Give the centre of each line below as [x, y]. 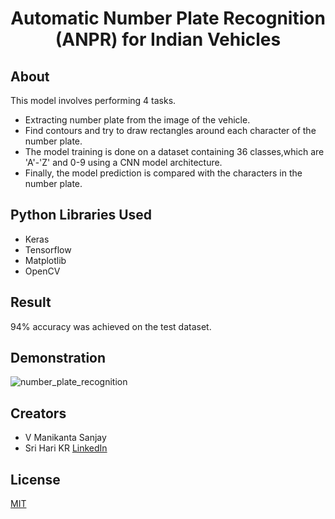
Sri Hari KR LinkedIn [66, 448]
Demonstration [58, 358]
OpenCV [42, 271]
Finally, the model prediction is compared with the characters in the [163, 173]
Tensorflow [48, 249]
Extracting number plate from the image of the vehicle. [137, 120]
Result [31, 302]
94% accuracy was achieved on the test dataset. [111, 326]
